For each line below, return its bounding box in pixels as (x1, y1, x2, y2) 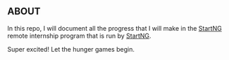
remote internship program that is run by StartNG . (7, 31, 151, 40)
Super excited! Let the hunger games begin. (7, 45, 135, 53)
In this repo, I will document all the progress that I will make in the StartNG (7, 24, 222, 32)
